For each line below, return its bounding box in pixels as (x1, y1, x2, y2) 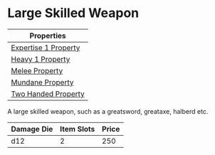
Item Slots (60, 124, 95, 134)
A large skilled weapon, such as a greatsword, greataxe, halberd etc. (7, 107, 209, 115)
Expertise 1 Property (11, 43, 80, 53)
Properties (29, 31, 66, 41)
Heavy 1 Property (11, 54, 70, 64)
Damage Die (11, 124, 53, 134)
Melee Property (11, 65, 63, 75)
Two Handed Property (11, 89, 85, 99)
